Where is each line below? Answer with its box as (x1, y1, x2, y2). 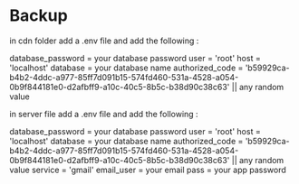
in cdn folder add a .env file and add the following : (9, 35, 199, 46)
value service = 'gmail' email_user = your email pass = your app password (9, 164, 287, 175)
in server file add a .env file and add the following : (9, 108, 198, 119)
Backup (9, 5, 68, 26)
